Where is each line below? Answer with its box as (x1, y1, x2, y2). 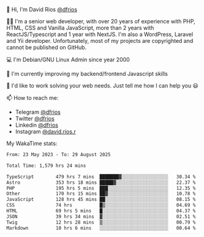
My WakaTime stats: (6, 140, 58, 147)
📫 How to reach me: (6, 94, 59, 101)
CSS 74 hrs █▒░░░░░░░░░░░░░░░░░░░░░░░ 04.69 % (6, 202, 196, 208)
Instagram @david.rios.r (15, 128, 77, 135)
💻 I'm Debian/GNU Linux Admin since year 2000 (6, 56, 130, 63)
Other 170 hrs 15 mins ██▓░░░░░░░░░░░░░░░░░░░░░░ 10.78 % (6, 190, 196, 197)
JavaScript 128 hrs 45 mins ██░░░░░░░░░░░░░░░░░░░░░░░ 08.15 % (6, 197, 196, 203)
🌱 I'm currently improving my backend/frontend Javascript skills (6, 70, 168, 77)
